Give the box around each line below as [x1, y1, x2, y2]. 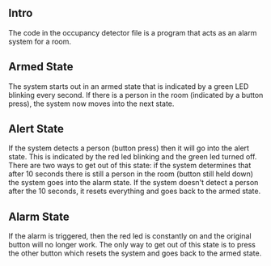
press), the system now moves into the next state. [8, 99, 175, 108]
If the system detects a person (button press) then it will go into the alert [8, 143, 249, 153]
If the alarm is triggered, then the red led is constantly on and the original [8, 231, 252, 241]
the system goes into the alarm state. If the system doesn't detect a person [8, 178, 259, 188]
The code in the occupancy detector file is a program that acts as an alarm [8, 27, 257, 37]
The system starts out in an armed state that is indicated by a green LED [8, 81, 249, 91]
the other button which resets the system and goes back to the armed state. [8, 248, 262, 258]
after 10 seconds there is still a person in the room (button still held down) [8, 169, 253, 179]
